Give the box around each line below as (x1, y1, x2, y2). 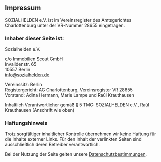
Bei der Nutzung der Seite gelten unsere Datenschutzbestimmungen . (5, 151, 147, 157)
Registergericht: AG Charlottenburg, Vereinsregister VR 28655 (5, 87, 133, 93)
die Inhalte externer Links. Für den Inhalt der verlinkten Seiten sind (5, 136, 142, 142)
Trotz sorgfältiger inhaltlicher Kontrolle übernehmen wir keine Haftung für (5, 131, 156, 137)
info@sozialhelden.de (5, 72, 50, 78)
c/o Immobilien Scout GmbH (5, 56, 63, 62)
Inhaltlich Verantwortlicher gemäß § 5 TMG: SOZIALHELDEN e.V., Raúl (5, 102, 149, 108)
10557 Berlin (5, 67, 31, 73)
